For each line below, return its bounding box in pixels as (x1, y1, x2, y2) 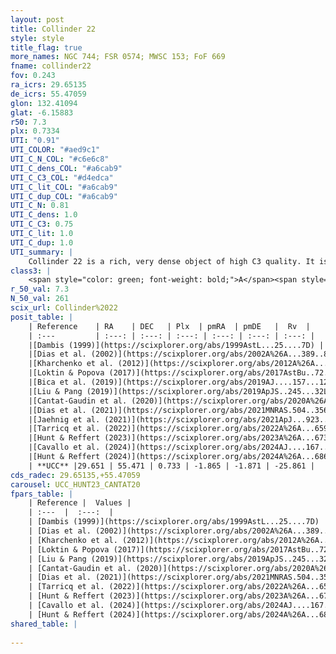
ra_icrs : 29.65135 (10, 80, 87, 90)
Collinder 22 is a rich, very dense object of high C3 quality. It (28, 256, 315, 266)
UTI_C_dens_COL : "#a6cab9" (10, 163, 123, 173)
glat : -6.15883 (10, 107, 74, 118)
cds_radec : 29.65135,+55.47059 (10, 470, 141, 480)
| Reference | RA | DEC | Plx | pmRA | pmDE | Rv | (28, 321, 311, 331)
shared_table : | (10, 619, 78, 629)
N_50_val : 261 (10, 294, 70, 304)
